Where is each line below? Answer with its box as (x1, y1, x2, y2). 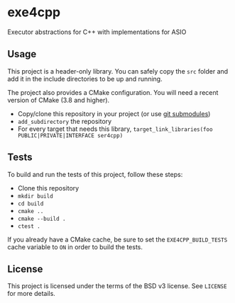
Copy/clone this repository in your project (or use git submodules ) (17, 109, 211, 118)
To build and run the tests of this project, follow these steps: (7, 170, 183, 178)
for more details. (7, 290, 55, 298)
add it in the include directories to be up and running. (7, 74, 163, 83)
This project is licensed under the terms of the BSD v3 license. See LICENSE (7, 282, 227, 290)
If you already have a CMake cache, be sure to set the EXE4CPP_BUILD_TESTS (7, 235, 228, 244)
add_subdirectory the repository (17, 117, 112, 125)
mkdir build (17, 193, 53, 200)
